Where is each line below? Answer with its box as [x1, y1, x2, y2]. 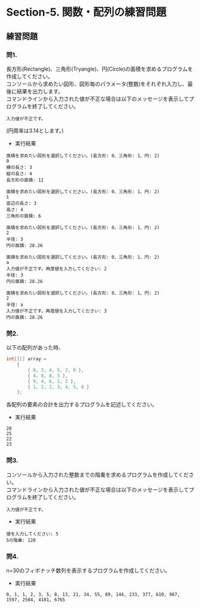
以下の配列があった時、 [6, 344, 64, 351]
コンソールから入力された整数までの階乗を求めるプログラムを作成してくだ [6, 471, 189, 478]
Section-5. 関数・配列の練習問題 [6, 5, 167, 19]
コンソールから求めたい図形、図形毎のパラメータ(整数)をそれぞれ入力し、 [6, 80, 188, 87]
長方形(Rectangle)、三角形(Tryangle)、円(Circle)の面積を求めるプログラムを [6, 65, 193, 72]
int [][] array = [6, 356, 47, 362]
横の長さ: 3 [6, 164, 33, 171]
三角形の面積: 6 [6, 213, 41, 219]
